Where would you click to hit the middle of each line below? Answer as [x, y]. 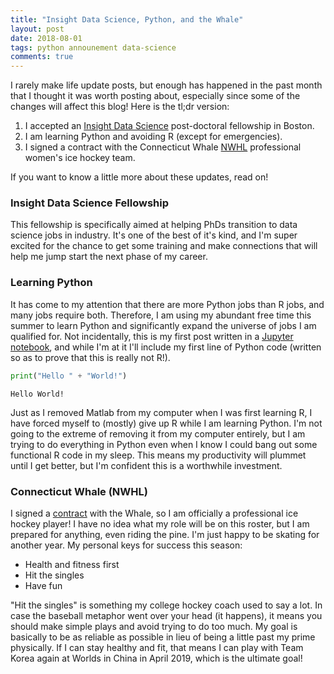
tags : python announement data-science [93, 47]
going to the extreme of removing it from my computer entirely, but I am [158, 433]
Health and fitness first [72, 564]
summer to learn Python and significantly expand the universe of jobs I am [163, 325]
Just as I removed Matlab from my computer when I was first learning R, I [161, 412]
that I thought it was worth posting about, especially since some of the [155, 96]
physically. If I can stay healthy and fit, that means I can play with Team [157, 647]
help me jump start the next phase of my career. [109, 257]
